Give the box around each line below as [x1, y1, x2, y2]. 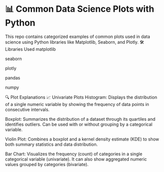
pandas [5, 74, 21, 81]
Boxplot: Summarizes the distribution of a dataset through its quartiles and [5, 116, 156, 122]
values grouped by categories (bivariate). [5, 161, 89, 167]
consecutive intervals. [5, 106, 50, 112]
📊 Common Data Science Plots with [5, 3, 155, 15]
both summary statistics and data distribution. [5, 141, 98, 147]
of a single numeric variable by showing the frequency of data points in [5, 101, 149, 107]
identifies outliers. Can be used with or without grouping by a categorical [5, 121, 153, 127]
